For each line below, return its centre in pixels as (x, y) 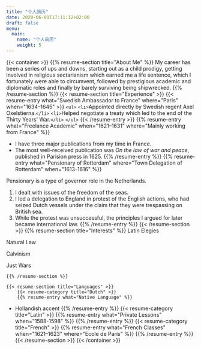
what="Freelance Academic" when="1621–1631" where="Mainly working (96, 126)
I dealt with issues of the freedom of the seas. (72, 192)
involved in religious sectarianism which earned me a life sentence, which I (99, 75)
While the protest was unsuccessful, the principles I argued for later (99, 218)
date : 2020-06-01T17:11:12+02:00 (48, 17)
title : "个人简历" (28, 12)
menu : (13, 28)
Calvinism (19, 254)
